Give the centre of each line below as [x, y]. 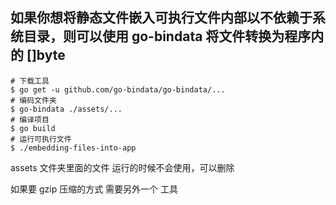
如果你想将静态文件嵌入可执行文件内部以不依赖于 [161, 18]
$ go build [33, 128]
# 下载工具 [30, 81]
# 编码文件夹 [33, 100]
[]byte [46, 55]
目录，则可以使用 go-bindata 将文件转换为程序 [167, 36]
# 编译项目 [30, 119]
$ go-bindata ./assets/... [66, 109]
